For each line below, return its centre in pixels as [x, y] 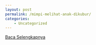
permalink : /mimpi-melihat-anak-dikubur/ [48, 14]
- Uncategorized [31, 23]
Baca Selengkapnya [25, 37]
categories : [17, 19]
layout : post [18, 10]
